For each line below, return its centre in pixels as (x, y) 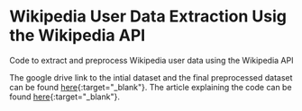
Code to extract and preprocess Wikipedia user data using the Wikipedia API (151, 60)
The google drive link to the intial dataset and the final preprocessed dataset (151, 77)
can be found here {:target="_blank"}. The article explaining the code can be (151, 87)
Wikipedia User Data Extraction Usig (148, 17)
